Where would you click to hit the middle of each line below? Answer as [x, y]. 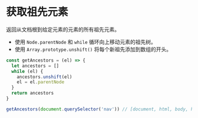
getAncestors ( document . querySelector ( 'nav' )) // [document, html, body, [97, 109]
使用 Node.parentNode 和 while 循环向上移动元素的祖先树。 [85, 42]
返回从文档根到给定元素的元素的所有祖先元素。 [63, 29]
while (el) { [27, 71]
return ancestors [33, 93]
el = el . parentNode [41, 82]
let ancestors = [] [35, 66]
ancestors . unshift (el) [44, 77]
